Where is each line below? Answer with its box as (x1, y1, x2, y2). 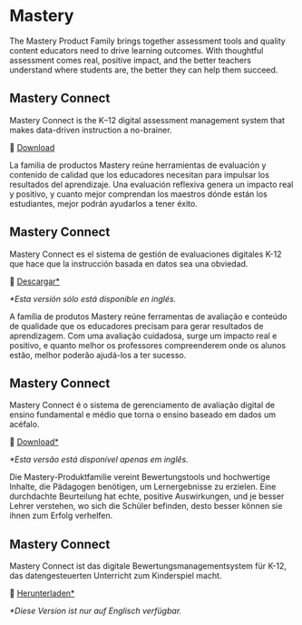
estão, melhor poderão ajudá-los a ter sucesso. (9, 349, 187, 360)
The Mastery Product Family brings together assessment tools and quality (9, 35, 286, 46)
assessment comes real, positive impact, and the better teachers (9, 54, 252, 65)
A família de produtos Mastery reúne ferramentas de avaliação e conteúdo (9, 310, 287, 322)
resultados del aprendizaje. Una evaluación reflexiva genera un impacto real (9, 179, 294, 190)
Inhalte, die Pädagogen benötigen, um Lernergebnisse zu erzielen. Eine (9, 482, 277, 493)
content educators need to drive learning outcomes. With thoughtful (9, 44, 264, 55)
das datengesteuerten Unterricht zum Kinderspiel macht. (9, 571, 222, 581)
